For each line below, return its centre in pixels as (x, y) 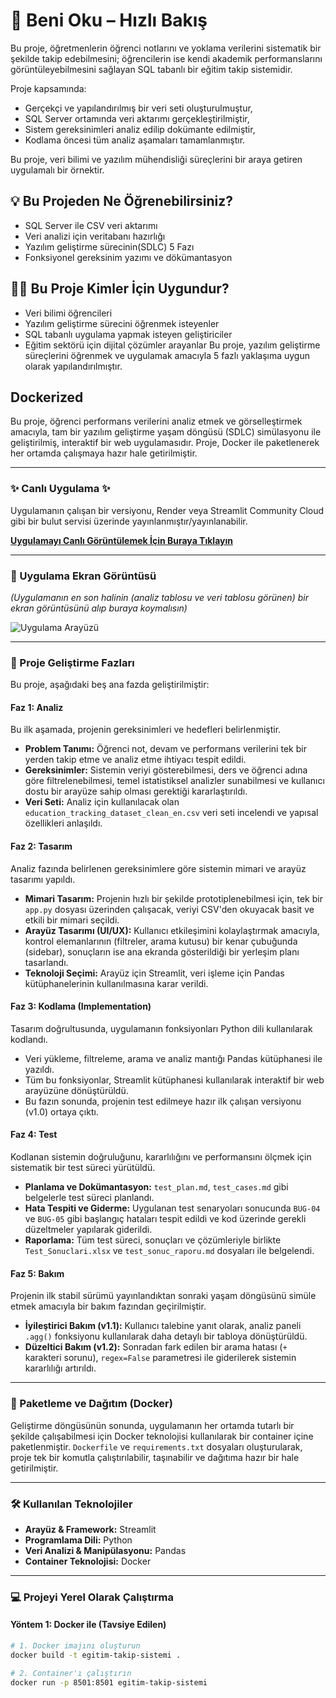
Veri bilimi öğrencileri (68, 313)
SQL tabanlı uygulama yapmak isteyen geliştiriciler (128, 334)
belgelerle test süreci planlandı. (89, 1198)
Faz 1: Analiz (37, 707)
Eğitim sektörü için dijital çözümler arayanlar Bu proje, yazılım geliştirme (172, 345)
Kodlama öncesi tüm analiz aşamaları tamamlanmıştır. (135, 140)
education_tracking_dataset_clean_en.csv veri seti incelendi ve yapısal (171, 813)
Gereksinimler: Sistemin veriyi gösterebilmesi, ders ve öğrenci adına (166, 770)
